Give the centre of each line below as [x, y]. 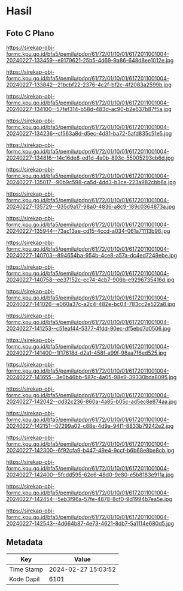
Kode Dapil [25, 579]
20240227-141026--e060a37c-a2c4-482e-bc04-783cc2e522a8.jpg [91, 304]
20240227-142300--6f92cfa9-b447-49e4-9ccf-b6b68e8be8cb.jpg [90, 450]
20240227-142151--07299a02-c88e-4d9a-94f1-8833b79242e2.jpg [90, 426]
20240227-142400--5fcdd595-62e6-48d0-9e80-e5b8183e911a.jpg [90, 475]
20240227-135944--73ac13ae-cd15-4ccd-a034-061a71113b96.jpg [88, 231]
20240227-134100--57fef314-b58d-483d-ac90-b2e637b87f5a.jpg [89, 109]
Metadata [25, 542]
